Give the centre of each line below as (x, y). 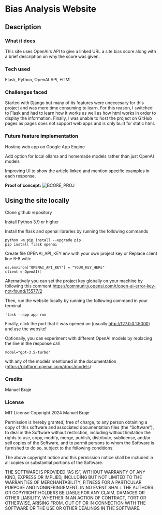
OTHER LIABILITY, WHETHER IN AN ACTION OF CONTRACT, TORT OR (75, 498)
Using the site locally (37, 201)
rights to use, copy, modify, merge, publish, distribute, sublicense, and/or (78, 438)
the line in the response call (32, 343)
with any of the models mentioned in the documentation (61, 361)
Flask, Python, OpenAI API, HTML (38, 80)
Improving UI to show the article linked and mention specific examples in (77, 171)
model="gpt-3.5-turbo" (28, 352)
